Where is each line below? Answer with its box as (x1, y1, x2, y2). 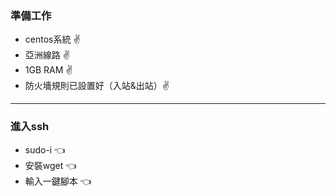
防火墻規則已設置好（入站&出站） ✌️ (24, 80, 170, 92)
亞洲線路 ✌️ (24, 49, 70, 61)
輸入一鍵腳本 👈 (24, 175, 92, 187)
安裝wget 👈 (24, 159, 77, 171)
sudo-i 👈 (24, 143, 66, 156)
